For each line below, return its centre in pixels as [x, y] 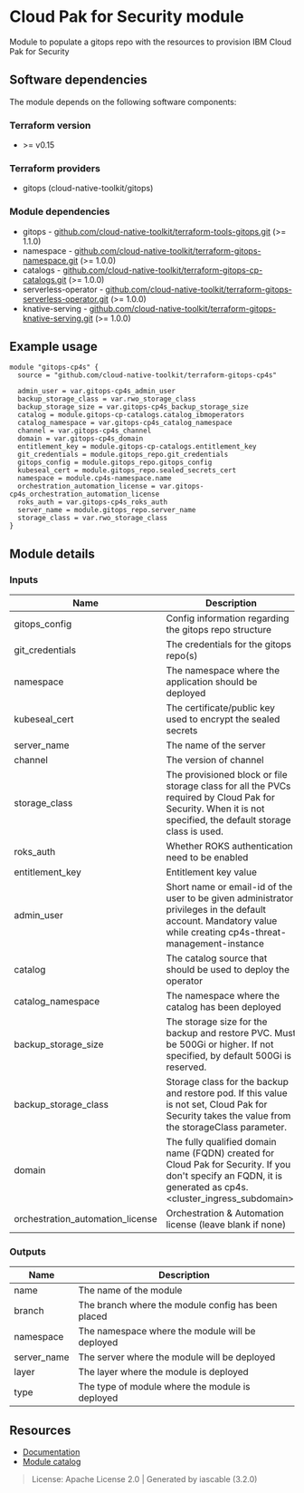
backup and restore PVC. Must [231, 1033]
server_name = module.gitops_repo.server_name [107, 510]
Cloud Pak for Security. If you [228, 1165]
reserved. [186, 1067]
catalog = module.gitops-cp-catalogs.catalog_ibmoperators [131, 415]
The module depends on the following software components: [123, 102]
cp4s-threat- [257, 933]
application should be [212, 682]
